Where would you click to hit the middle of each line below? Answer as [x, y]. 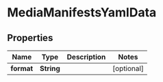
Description [86, 57]
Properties [30, 38]
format [22, 68]
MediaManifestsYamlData [82, 13]
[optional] [128, 68]
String [50, 68]
